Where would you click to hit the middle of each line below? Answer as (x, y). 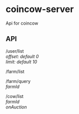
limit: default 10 (21, 62)
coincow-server (40, 9)
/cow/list (15, 96)
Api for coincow (22, 23)
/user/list (15, 51)
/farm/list (15, 71)
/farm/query (18, 81)
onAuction (16, 107)
